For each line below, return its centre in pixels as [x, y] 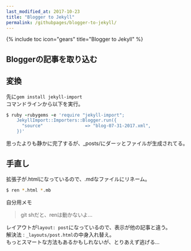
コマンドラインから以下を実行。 [45, 104]
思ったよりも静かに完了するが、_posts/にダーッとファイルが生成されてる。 [97, 143]
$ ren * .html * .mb [29, 190]
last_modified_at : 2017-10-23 [43, 11]
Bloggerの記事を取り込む [52, 59]
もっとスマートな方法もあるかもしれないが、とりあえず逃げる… [83, 242]
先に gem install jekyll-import [44, 96]
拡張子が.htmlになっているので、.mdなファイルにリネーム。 [78, 179]
